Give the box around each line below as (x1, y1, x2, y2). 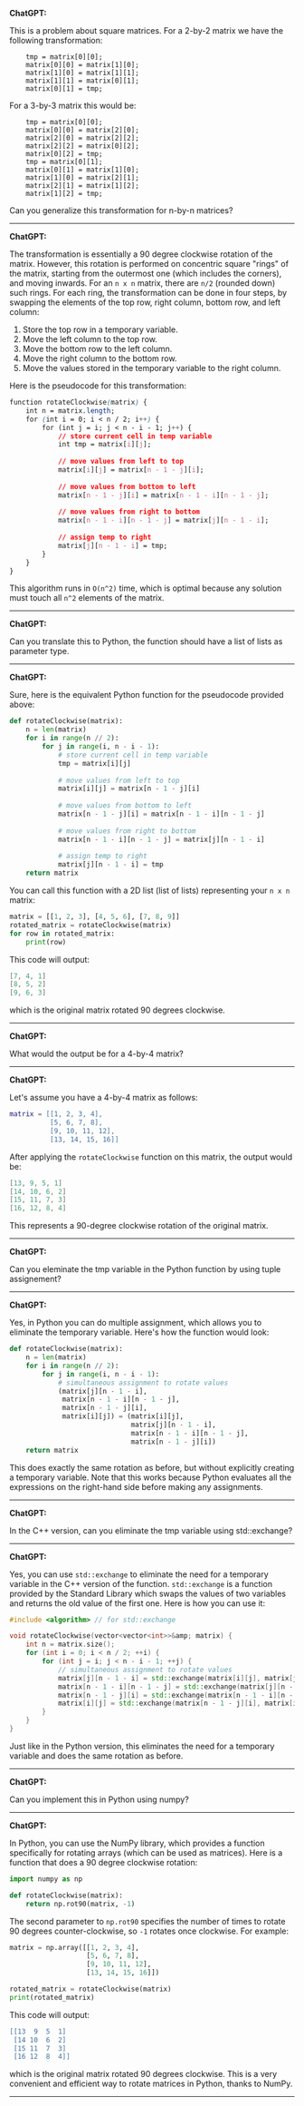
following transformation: (9, 35, 103, 45)
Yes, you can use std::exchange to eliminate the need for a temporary (9, 1569, 269, 1580)
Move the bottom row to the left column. (22, 344, 173, 354)
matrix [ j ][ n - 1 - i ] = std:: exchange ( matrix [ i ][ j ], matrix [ (57, 1673, 294, 1682)
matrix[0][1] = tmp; (25, 84, 103, 93)
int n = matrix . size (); (25, 1640, 116, 1650)
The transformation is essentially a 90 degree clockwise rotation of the (9, 249, 273, 260)
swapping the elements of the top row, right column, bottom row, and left (9, 297, 280, 308)
